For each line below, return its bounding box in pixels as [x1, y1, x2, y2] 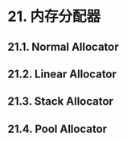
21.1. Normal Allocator [7, 39, 120, 53]
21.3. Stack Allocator [7, 94, 114, 109]
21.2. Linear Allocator [7, 67, 117, 81]
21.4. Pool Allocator [7, 122, 108, 135]
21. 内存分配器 [7, 7, 101, 26]
